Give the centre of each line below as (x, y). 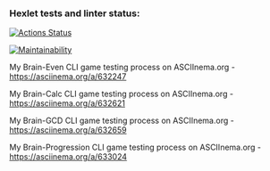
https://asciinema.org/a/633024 (68, 157)
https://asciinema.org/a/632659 (68, 130)
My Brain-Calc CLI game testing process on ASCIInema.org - (122, 94)
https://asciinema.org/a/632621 (67, 103)
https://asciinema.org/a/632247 (68, 77)
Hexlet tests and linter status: (75, 13)
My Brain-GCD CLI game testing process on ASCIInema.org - (122, 121)
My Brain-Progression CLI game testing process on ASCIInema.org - (135, 147)
